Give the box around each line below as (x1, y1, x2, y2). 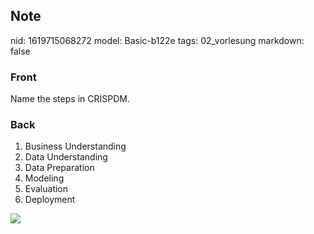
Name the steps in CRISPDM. (10, 93, 130, 105)
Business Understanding (24, 140, 127, 153)
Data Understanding (24, 151, 108, 163)
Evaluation (24, 183, 69, 195)
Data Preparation (24, 162, 95, 174)
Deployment (24, 194, 76, 206)
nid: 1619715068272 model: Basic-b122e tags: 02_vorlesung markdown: (10, 34, 305, 46)
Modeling (24, 172, 65, 184)
